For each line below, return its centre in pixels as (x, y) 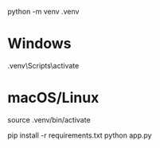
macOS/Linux (53, 98)
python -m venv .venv (43, 12)
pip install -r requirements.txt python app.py (80, 135)
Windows (39, 44)
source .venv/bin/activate (49, 119)
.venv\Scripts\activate (43, 65)
